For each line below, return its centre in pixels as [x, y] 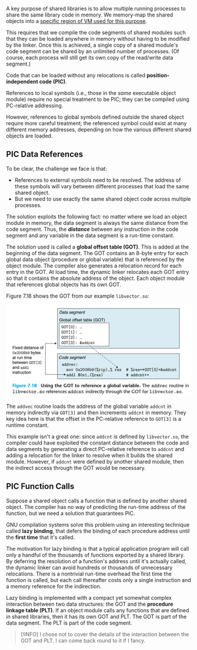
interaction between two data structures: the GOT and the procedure [90, 604]
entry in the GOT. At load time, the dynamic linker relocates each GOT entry [98, 272]
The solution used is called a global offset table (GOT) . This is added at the [98, 247]
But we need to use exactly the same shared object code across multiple [103, 199]
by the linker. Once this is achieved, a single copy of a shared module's [92, 45]
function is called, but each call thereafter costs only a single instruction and [98, 580]
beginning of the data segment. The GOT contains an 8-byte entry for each [97, 253]
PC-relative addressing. [35, 105]
